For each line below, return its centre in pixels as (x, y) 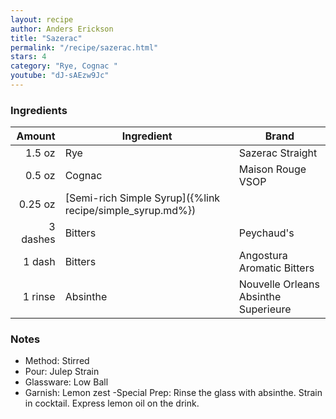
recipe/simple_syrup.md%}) (130, 211)
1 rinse (39, 297)
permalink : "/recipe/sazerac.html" (84, 47)
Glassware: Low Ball (66, 382)
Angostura (263, 256)
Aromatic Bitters (276, 268)
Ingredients (39, 110)
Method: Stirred (57, 361)
